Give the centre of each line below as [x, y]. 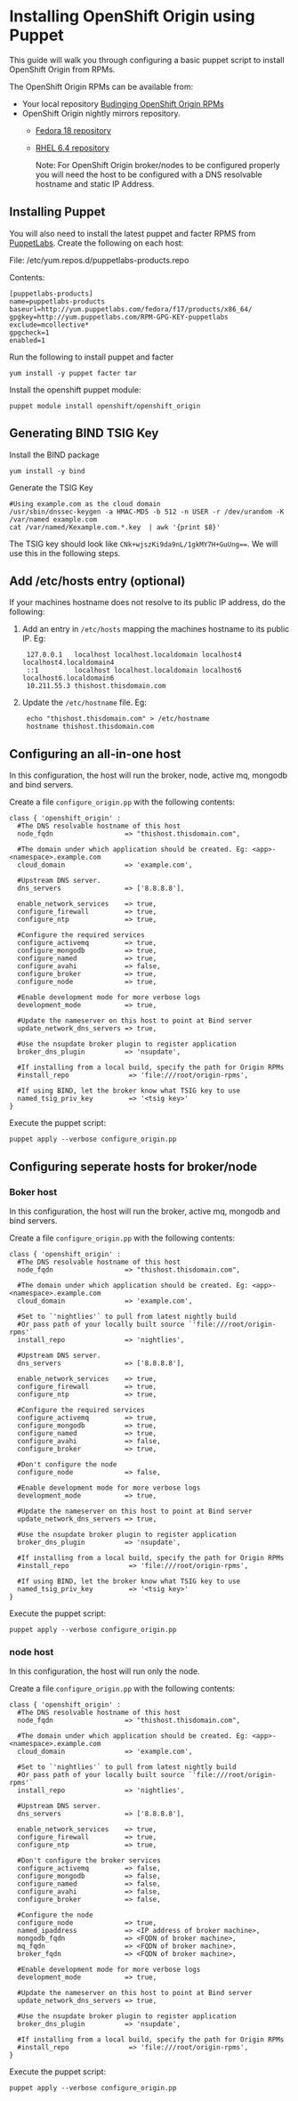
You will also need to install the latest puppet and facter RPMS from [133, 233]
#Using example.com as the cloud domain [85, 504]
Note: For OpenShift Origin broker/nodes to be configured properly [157, 165]
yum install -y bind [48, 471]
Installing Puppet [57, 212]
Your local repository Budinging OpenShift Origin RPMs [123, 103]
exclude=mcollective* [49, 325]
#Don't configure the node [67, 1464]
